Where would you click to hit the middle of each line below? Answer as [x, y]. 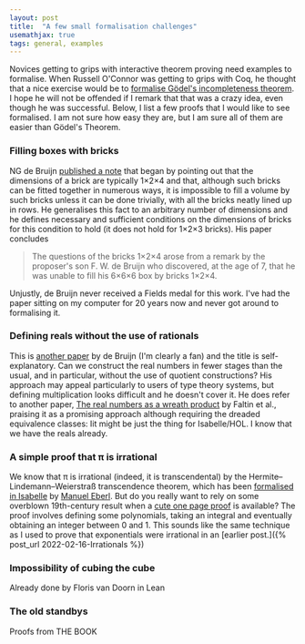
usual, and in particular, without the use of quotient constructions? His [141, 375]
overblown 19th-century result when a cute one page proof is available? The [152, 506]
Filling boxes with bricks [64, 151]
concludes [29, 239]
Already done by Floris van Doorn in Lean [87, 588]
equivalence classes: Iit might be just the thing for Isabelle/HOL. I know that [151, 424]
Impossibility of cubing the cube [82, 568]
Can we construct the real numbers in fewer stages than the [170, 365]
